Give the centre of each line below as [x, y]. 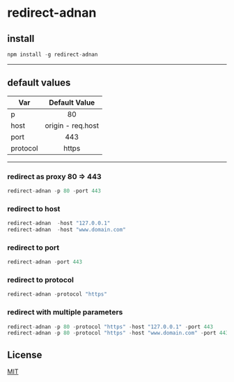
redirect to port [33, 247]
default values [39, 83]
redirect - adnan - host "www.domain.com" [67, 230]
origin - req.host [72, 125]
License [25, 354]
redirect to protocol [41, 280]
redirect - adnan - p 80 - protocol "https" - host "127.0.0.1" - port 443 [110, 327]
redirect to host [34, 208]
